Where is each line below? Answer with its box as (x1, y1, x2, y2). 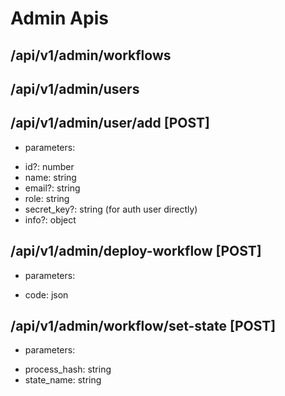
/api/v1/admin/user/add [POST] (10, 115, 211, 132)
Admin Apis (10, 7, 109, 30)
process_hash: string (24, 363, 112, 376)
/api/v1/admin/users (10, 80, 140, 97)
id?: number (24, 160, 75, 172)
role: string (24, 192, 70, 204)
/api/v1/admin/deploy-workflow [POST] (10, 243, 262, 260)
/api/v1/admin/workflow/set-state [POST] (10, 317, 277, 334)
